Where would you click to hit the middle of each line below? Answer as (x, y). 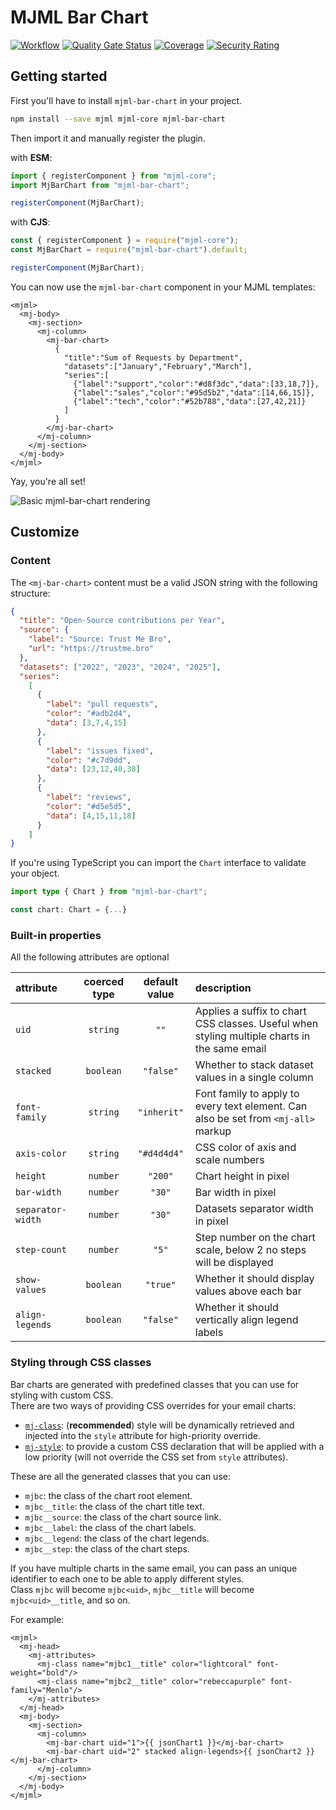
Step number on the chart (255, 1238)
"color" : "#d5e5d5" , (89, 806)
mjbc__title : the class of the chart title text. (114, 1506)
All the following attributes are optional (90, 957)
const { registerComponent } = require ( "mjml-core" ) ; (125, 241)
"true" (160, 1285)
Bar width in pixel (235, 1193)
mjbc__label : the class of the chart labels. (110, 1527)
